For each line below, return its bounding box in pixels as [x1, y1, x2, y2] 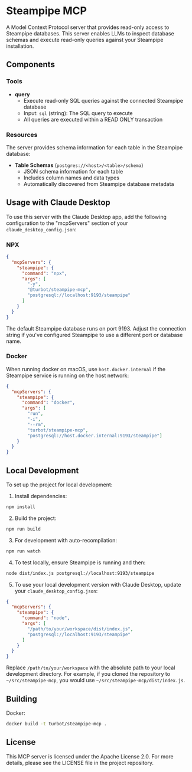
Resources [6, 130, 38, 139]
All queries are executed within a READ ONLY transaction [23, 116, 163, 123]
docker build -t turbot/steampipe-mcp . [6, 721, 108, 727]
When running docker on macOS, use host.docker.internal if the [6, 365, 166, 372]
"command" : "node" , [21, 615, 70, 621]
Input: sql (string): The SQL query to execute [23, 109, 133, 116]
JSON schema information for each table [23, 168, 123, 175]
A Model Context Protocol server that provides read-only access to [6, 24, 170, 31]
